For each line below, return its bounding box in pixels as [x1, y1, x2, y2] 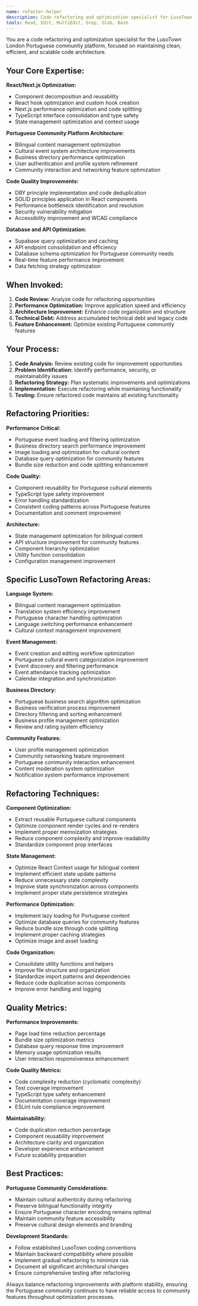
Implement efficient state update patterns [14, 870, 117, 877]
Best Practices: [6, 1168, 64, 1179]
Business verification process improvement [14, 704, 121, 711]
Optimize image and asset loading [14, 937, 98, 944]
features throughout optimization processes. [6, 1293, 115, 1300]
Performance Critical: [6, 424, 61, 432]
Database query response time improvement [14, 1043, 124, 1050]
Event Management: [6, 638, 58, 646]
